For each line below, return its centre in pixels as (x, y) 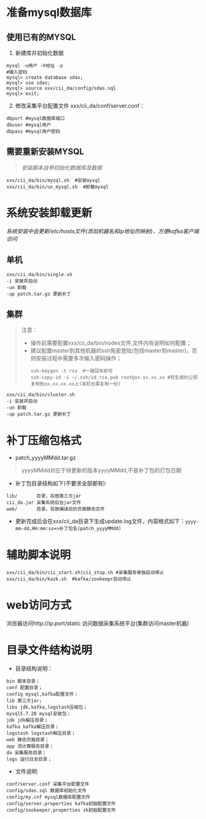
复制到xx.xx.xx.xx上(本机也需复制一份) (75, 384)
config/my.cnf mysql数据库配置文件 (48, 797)
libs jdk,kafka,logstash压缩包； (47, 708)
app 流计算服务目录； (30, 746)
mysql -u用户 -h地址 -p (35, 65)
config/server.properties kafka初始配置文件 (61, 804)
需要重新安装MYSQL (45, 151)
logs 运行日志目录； (29, 760)
